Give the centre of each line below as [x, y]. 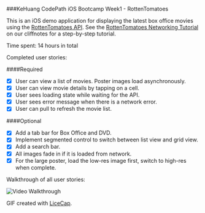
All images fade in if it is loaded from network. [73, 154]
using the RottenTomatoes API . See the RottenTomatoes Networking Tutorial [102, 27]
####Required [25, 69]
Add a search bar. [38, 147]
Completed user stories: [37, 57]
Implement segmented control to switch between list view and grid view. [106, 140]
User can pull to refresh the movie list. [64, 109]
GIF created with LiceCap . [39, 203]
